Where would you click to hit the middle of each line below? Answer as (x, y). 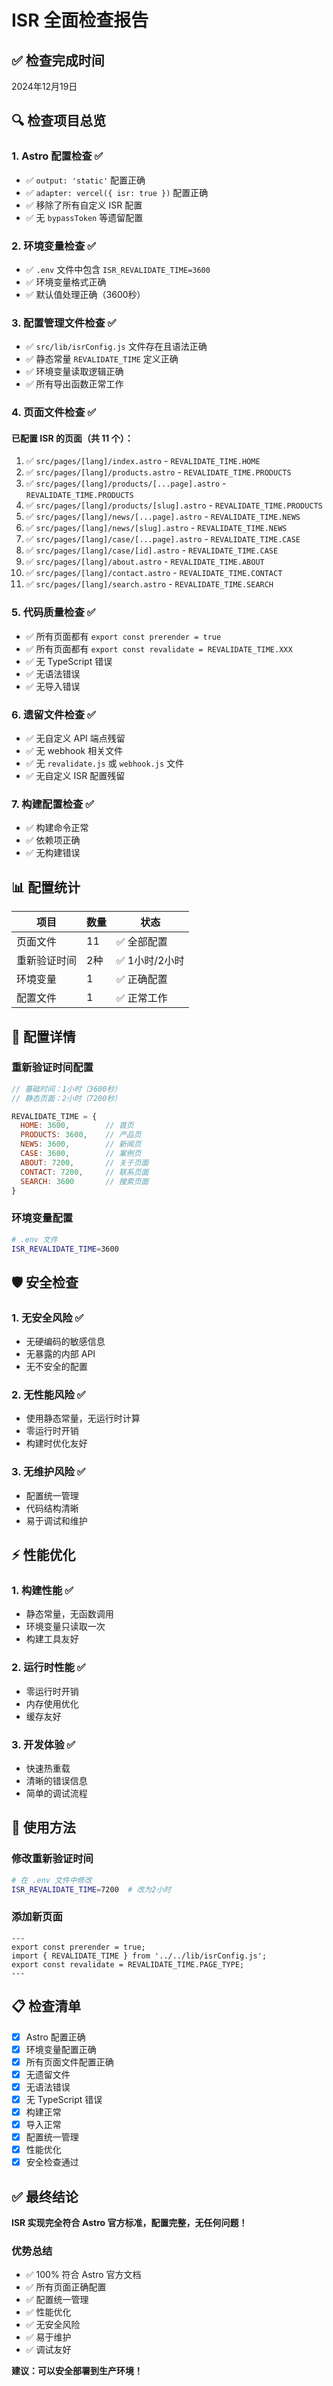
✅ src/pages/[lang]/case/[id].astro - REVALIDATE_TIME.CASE (152, 550)
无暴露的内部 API (60, 1354)
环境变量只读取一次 (65, 1627)
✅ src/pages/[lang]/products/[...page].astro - (126, 483)
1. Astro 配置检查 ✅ (57, 156)
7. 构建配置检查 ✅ (53, 804)
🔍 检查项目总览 (59, 121)
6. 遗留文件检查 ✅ (53, 714)
